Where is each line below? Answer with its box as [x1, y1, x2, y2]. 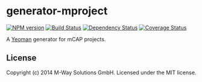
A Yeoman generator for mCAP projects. [6, 35, 106, 42]
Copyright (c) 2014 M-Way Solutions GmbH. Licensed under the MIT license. [6, 69, 197, 76]
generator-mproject [6, 4, 108, 18]
